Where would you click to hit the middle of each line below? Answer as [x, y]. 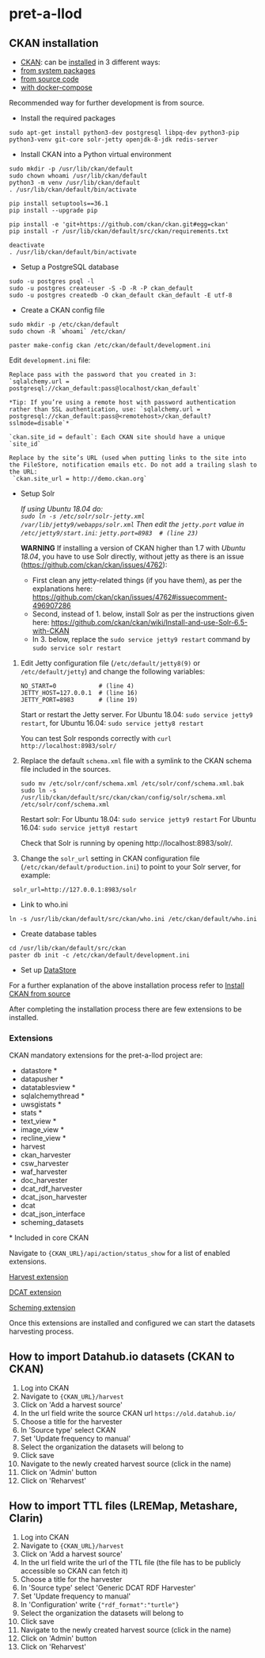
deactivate [27, 245]
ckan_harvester [46, 1155]
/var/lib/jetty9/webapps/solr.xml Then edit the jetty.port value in [132, 524]
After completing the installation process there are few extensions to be [125, 1009]
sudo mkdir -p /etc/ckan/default [64, 324]
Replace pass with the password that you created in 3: [103, 374]
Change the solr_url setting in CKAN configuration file [110, 858]
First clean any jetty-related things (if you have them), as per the [137, 580]
